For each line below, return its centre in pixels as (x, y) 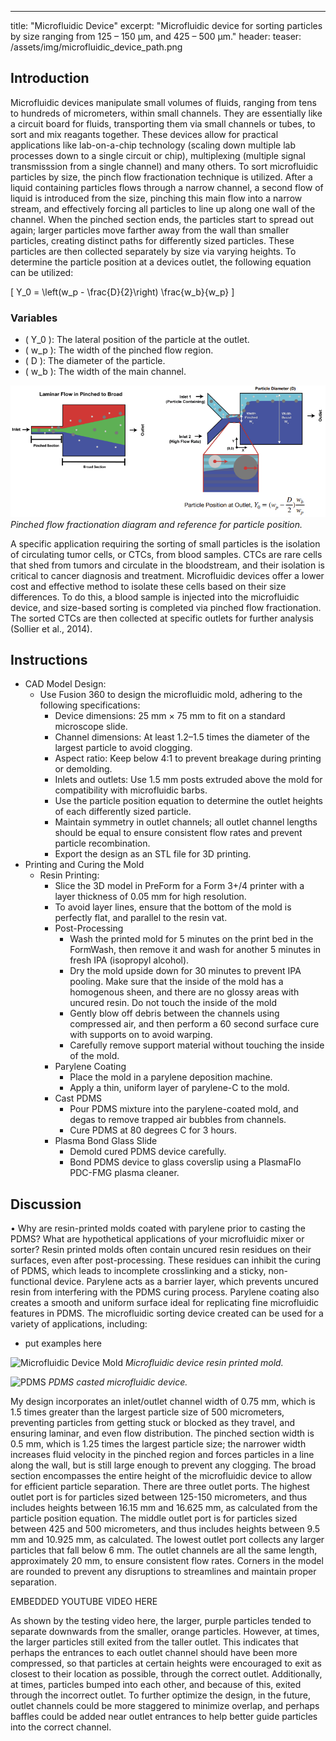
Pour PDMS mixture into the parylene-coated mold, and (184, 1109)
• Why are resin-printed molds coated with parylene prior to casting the (158, 1228)
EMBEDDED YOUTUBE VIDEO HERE (84, 1602)
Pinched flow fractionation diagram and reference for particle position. (156, 524)
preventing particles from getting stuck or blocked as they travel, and (153, 1423)
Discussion (46, 1204)
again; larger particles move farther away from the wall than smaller (150, 230)
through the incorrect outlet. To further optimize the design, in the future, (161, 1695)
